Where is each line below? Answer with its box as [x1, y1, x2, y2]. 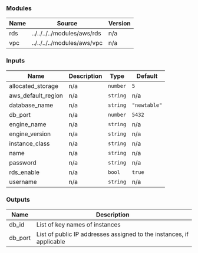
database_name [9, 101, 54, 109]
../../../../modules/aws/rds [31, 29, 101, 38]
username [9, 178, 37, 186]
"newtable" [131, 101, 163, 109]
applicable [36, 237, 65, 245]
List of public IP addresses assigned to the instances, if [36, 230, 189, 238]
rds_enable [9, 168, 40, 176]
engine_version [9, 130, 51, 138]
